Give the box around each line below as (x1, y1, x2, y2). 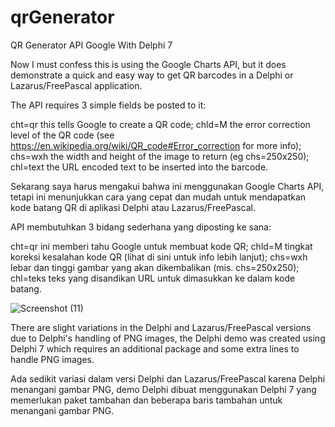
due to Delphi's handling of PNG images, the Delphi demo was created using (10, 332, 326, 344)
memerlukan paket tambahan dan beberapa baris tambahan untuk (10, 394, 283, 406)
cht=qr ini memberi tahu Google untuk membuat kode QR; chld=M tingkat (10, 240, 313, 252)
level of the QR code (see (10, 129, 115, 141)
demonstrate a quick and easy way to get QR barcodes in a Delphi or (10, 69, 294, 81)
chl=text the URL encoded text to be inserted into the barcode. (10, 161, 269, 173)
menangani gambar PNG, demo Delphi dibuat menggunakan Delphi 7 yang (10, 383, 317, 395)
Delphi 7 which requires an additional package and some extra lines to (10, 342, 300, 355)
